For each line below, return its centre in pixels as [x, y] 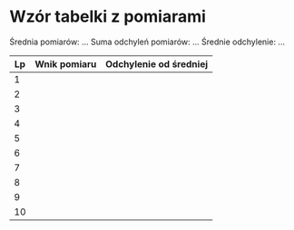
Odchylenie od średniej [157, 63]
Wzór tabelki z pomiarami [108, 17]
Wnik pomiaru [66, 63]
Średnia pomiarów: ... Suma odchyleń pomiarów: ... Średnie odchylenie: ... [147, 42]
